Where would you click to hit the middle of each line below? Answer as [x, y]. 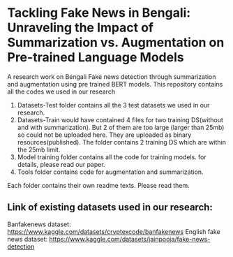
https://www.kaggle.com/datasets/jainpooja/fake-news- [130, 239]
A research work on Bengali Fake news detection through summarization [112, 76]
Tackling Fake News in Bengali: [99, 13]
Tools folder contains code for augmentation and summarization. [110, 172]
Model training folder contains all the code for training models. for [112, 157]
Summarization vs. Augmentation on [116, 43]
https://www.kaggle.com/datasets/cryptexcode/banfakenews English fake [114, 231]
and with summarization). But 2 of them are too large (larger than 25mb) [121, 127]
